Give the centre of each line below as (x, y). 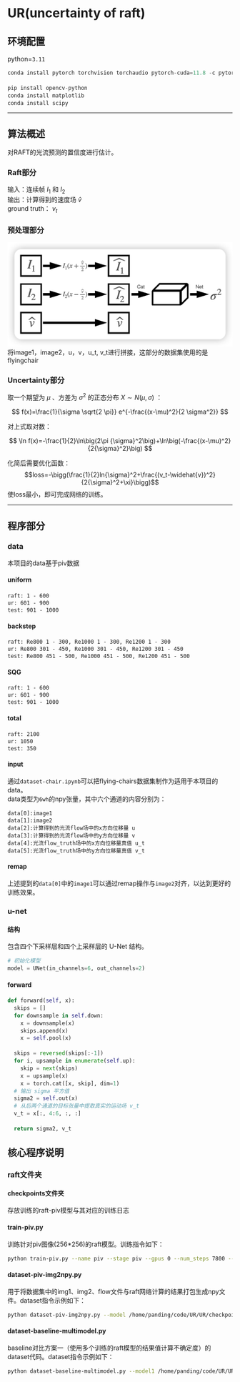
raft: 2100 (24, 734)
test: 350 (22, 748)
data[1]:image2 (30, 820)
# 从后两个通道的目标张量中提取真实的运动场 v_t (77, 1106)
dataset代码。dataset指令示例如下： (61, 1356)
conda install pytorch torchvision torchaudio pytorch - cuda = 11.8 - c (111, 73)
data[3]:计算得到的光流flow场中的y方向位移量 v (71, 835)
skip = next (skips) (49, 1068)
